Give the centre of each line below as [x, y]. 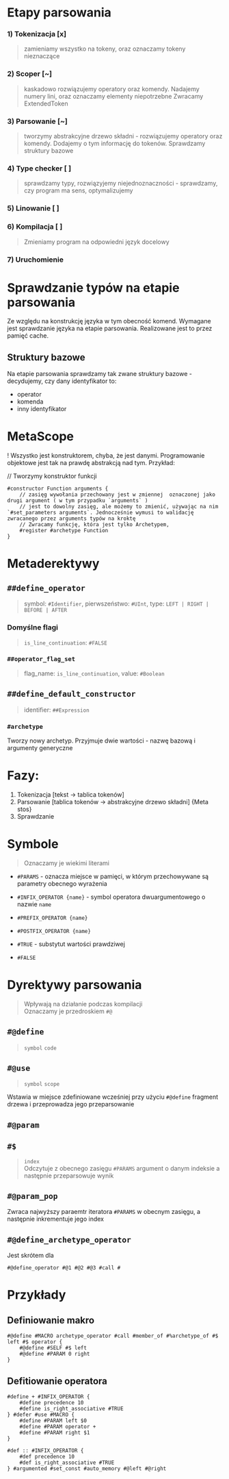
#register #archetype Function [64, 531]
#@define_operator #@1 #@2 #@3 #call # [64, 1268]
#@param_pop [32, 1196]
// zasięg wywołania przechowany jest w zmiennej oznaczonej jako [117, 495]
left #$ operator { [35, 1342]
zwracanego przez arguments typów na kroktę [71, 519]
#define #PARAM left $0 [53, 1420]
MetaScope [40, 437]
